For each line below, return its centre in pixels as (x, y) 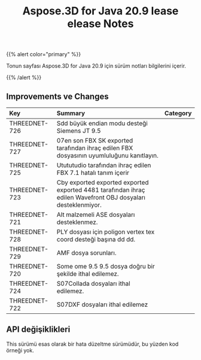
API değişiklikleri (38, 330)
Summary (71, 113)
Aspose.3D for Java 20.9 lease (100, 11)
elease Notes (100, 24)
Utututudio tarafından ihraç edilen (104, 165)
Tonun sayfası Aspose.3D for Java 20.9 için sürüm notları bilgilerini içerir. (96, 66)
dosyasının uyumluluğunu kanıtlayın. (107, 155)
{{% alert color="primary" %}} (44, 55)
